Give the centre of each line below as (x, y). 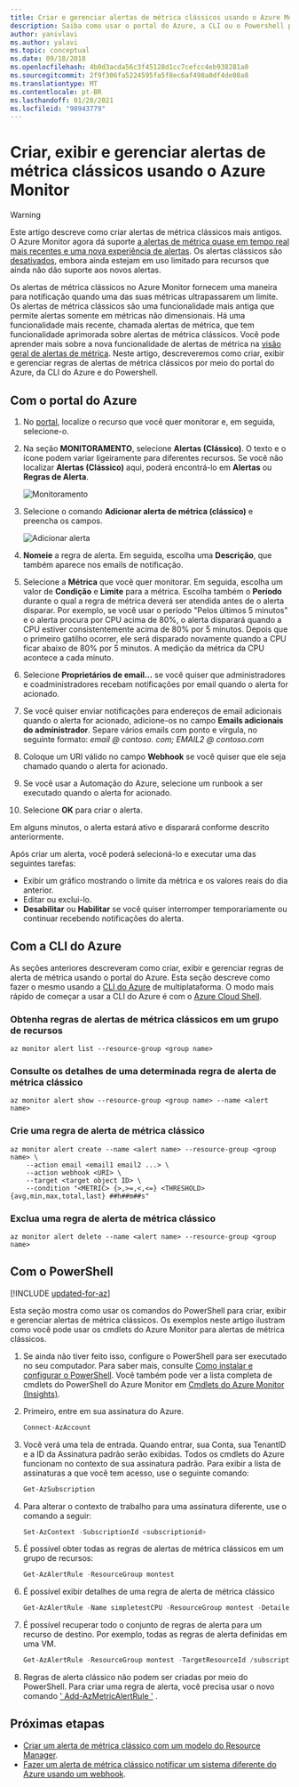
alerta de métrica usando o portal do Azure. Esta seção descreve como (140, 977)
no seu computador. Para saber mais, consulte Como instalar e (138, 1365)
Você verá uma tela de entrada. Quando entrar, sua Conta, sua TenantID (154, 1444)
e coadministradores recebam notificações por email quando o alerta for (156, 684)
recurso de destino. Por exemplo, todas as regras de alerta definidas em (155, 1635)
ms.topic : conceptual (50, 51)
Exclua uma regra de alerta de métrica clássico (113, 1218)
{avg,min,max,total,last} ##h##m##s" (80, 1196)
